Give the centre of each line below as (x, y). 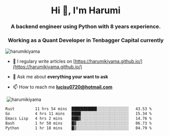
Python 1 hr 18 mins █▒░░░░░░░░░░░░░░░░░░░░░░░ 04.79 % (79, 128)
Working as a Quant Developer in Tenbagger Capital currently (86, 41)
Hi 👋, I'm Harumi (86, 11)
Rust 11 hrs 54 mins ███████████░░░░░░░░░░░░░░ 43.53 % (79, 109)
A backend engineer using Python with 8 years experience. (86, 27)
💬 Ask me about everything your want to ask (60, 77)
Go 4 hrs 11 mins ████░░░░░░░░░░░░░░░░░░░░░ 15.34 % (79, 113)
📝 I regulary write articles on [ (44, 62)
